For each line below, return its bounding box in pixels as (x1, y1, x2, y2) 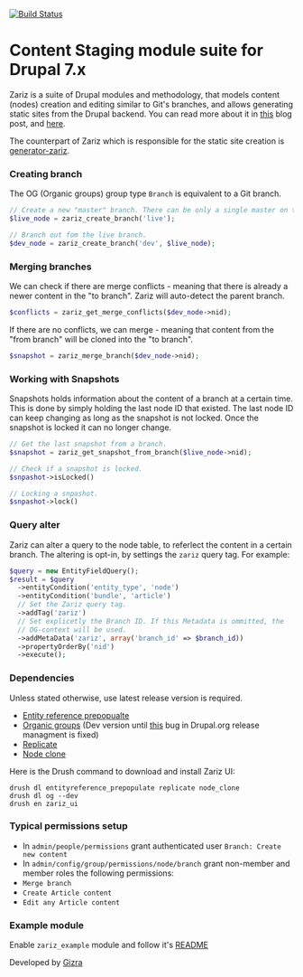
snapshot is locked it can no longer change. (9, 422, 172, 433)
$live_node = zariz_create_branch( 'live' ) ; (9, 214, 176, 223)
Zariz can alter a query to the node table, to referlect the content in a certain (9, 539, 293, 550)
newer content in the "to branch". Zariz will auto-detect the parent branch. (9, 290, 286, 302)
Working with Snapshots (9, 372, 120, 385)
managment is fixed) (22, 728, 99, 740)
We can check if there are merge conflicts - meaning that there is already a (9, 281, 289, 292)
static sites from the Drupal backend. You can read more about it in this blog (9, 108, 293, 119)
